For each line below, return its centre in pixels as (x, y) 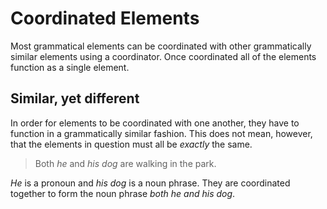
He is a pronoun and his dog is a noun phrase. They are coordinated (150, 183)
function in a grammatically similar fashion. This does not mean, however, (161, 133)
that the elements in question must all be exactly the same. (131, 144)
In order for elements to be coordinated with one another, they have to (155, 123)
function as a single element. (70, 67)
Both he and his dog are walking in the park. (125, 163)
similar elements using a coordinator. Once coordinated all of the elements (163, 56)
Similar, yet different (75, 98)
